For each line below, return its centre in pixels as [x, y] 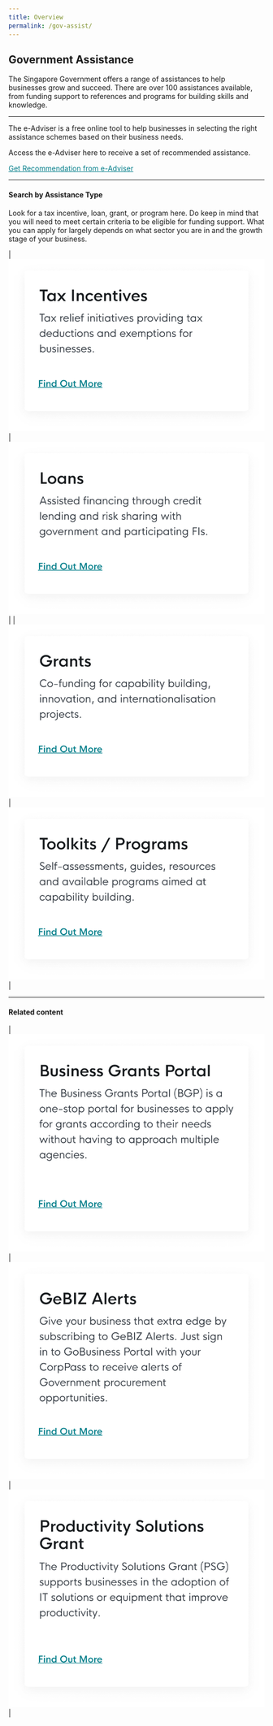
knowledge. [28, 105]
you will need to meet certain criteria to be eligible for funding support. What [136, 221]
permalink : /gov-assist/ [50, 26]
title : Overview [36, 17]
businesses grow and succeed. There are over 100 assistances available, [131, 88]
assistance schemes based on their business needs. [96, 137]
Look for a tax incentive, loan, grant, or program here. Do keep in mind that [134, 213]
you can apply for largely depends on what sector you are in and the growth [135, 230]
